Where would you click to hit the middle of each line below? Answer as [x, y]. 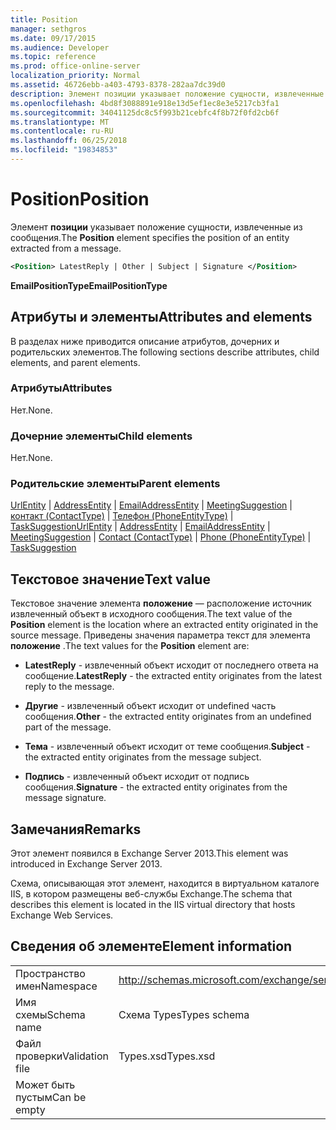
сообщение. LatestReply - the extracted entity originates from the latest [173, 676]
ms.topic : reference [53, 57]
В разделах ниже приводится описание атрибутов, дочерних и [145, 341]
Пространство [50, 973]
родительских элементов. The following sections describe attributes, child [165, 352]
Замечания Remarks [76, 829]
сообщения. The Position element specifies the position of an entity [150, 237]
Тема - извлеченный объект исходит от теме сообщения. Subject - [167, 747]
